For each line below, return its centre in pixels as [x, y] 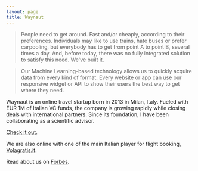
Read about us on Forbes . [38, 161]
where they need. [42, 90]
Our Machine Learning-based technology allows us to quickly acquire [106, 71]
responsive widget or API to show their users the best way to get [100, 83]
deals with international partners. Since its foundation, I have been [87, 114]
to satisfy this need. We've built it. [62, 60]
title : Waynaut [25, 17]
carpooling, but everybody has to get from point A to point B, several [105, 47]
